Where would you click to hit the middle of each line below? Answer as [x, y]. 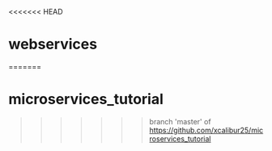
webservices [53, 44]
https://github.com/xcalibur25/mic [206, 130]
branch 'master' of [181, 121]
